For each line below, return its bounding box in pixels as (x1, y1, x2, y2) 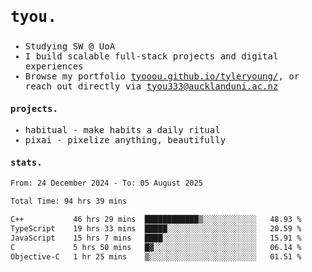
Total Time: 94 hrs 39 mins (10, 196, 128, 207)
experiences (24, 60, 84, 72)
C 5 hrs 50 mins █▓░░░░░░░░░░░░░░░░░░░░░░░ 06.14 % (10, 242, 302, 252)
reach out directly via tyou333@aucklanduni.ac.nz (24, 80, 279, 92)
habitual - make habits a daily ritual (24, 125, 221, 136)
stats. (10, 156, 43, 168)
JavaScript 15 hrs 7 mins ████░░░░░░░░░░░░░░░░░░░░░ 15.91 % (10, 233, 302, 243)
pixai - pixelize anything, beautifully (24, 135, 227, 146)
